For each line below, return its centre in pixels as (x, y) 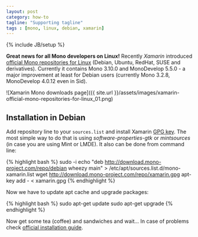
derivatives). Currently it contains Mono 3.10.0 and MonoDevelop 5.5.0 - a (96, 69)
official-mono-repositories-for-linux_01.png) (60, 99)
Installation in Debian (46, 118)
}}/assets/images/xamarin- (147, 93)
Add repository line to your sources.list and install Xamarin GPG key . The (96, 132)
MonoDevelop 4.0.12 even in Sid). (47, 81)
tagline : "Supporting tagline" (45, 22)
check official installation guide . (45, 228)
